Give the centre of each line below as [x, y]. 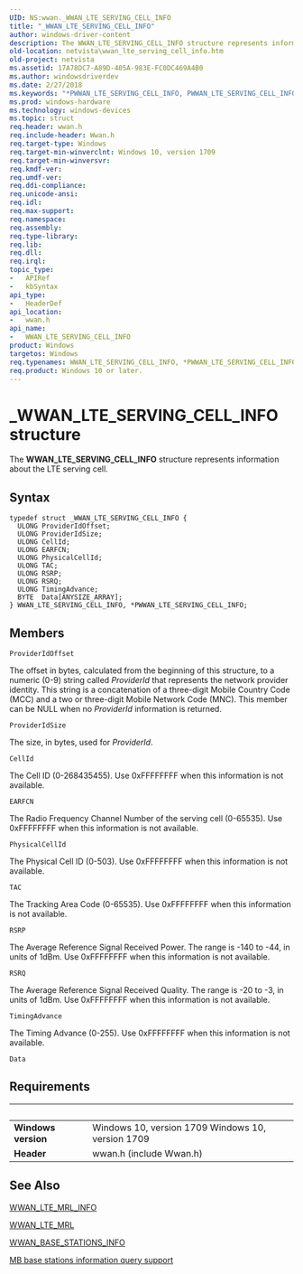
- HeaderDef [36, 304]
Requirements [50, 1087]
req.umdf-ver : [36, 177]
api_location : [36, 312]
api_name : [28, 329]
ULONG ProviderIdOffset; [64, 526]
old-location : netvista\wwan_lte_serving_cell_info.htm [116, 52]
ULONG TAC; [38, 566]
